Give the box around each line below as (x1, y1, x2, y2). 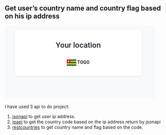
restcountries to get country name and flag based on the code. (12, 124, 143, 130)
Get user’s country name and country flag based (5, 4, 161, 13)
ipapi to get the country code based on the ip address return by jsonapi (12, 119, 161, 125)
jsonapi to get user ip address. (12, 113, 76, 119)
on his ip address (5, 12, 60, 21)
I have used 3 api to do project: (5, 104, 69, 110)
